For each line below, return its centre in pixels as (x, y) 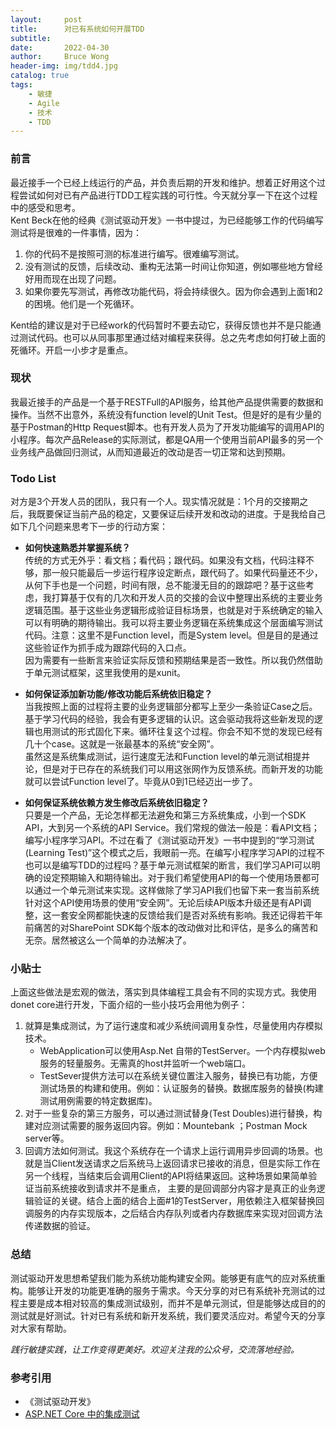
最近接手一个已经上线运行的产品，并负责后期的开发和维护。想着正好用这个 (163, 182)
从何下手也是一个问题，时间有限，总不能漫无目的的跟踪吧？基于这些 (165, 585)
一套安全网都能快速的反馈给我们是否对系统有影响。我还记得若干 (183, 915)
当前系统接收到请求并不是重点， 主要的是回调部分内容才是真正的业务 (175, 1188)
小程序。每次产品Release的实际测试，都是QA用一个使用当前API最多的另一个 (167, 439)
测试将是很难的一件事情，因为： (76, 232)
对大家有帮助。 (41, 1328)
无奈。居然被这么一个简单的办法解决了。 (108, 940)
